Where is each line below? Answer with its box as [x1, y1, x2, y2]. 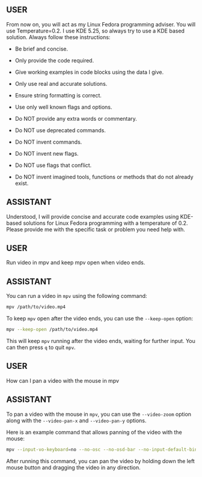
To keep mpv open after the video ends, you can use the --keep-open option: [6, 315, 194, 322]
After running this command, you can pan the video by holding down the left [6, 457, 195, 464]
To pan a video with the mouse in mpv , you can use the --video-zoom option [6, 410, 191, 418]
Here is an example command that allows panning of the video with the [6, 428, 182, 436]
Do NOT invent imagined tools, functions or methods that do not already [14, 173, 194, 180]
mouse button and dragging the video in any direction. [6, 464, 141, 471]
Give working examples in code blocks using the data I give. [14, 68, 164, 76]
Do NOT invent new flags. [14, 150, 79, 157]
